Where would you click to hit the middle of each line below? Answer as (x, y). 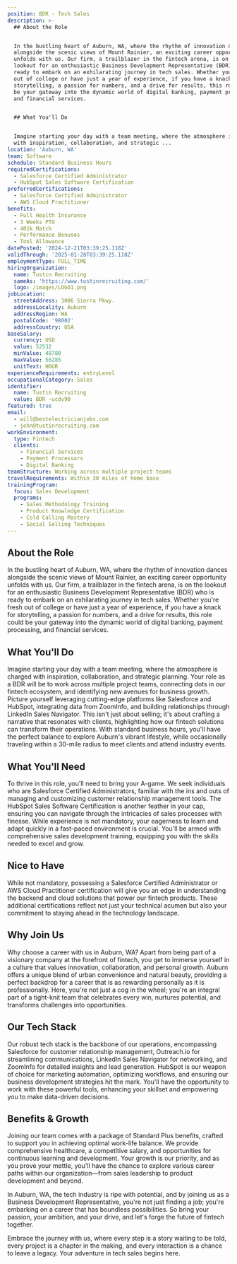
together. (20, 1224)
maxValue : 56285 (37, 360)
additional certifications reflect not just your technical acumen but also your (117, 905)
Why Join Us (36, 935)
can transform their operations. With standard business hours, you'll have (114, 730)
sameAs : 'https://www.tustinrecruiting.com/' (82, 281)
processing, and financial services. (58, 630)
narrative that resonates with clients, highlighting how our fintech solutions (116, 722)
